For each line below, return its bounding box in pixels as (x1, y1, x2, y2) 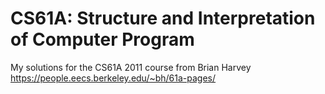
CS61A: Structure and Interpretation (10, 7, 316, 30)
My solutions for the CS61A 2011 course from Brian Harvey (10, 61, 252, 73)
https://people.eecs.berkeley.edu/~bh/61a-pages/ (10, 72, 217, 84)
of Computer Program (10, 28, 195, 51)
